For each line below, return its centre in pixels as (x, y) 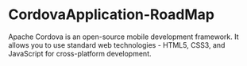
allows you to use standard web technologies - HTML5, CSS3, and (117, 45)
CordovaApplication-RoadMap (112, 15)
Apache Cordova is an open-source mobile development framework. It (124, 37)
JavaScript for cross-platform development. (80, 53)
